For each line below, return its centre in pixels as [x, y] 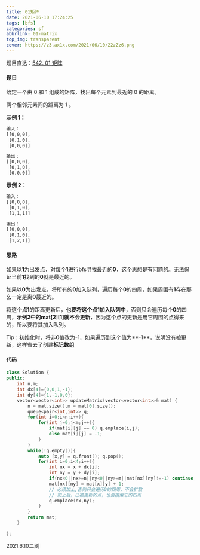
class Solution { [28, 373]
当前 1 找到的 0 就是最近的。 [43, 277]
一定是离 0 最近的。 [34, 297]
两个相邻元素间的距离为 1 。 [40, 105]
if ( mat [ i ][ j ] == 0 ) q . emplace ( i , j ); [94, 428]
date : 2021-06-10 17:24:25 [40, 17]
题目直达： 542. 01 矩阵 [34, 63]
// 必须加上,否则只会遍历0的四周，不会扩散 [96, 489]
